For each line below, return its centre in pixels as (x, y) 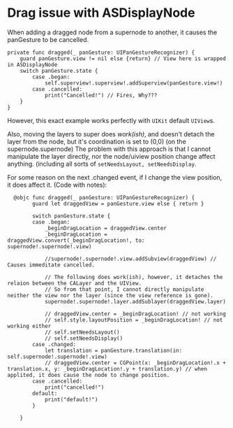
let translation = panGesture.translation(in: (113, 350)
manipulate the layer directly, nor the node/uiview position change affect (111, 156)
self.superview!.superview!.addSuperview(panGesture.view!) (134, 83)
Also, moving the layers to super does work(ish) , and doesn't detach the (111, 134)
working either (29, 326)
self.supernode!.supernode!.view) (58, 357)
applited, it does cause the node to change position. (89, 375)
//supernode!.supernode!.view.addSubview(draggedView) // (130, 259)
